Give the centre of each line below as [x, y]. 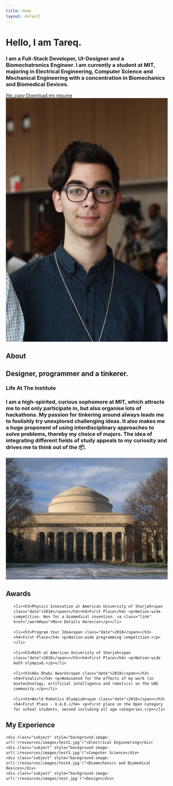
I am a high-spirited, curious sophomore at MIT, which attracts [85, 402]
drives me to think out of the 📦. [46, 447]
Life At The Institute [31, 388]
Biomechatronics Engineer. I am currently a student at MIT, [81, 65]
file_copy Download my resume [39, 95]
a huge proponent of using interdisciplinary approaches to [80, 428]
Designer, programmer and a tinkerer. [67, 373]
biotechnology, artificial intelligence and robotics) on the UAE [86, 684]
